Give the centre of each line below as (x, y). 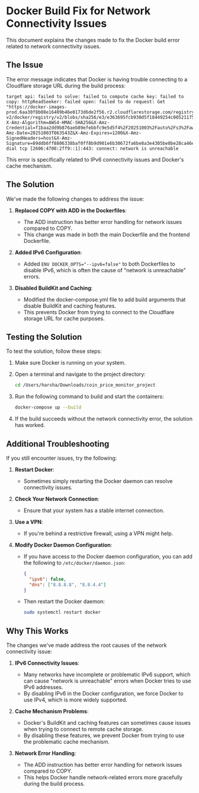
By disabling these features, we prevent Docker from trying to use (104, 735)
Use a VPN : (29, 522)
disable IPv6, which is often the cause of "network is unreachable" (105, 270)
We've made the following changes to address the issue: (75, 199)
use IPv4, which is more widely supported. (76, 700)
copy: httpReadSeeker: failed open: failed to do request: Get (86, 102)
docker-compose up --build (48, 407)
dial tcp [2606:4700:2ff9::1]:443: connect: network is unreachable (92, 149)
